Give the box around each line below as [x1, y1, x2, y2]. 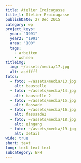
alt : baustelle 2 [14, 93, 51, 98]
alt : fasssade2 [14, 112, 47, 118]
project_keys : [5, 27, 36, 32]
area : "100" [10, 41, 36, 46]
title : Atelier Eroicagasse [5, 7, 65, 13]
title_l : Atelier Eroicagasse [5, 12, 70, 17]
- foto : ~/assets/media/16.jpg [10, 107, 76, 112]
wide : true [5, 136, 29, 141]
